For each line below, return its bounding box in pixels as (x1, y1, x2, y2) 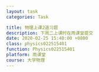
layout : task (6, 8, 38, 15)
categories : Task (6, 14, 49, 20)
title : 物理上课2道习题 (6, 25, 58, 30)
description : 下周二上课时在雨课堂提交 (6, 30, 93, 36)
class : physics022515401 (6, 41, 67, 47)
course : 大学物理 (6, 57, 45, 63)
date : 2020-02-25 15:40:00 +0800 (6, 36, 88, 42)
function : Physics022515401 (6, 46, 75, 53)
